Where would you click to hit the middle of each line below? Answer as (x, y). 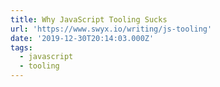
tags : (21, 47)
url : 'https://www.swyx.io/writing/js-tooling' (111, 29)
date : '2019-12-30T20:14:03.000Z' (82, 38)
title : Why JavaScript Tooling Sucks (89, 19)
